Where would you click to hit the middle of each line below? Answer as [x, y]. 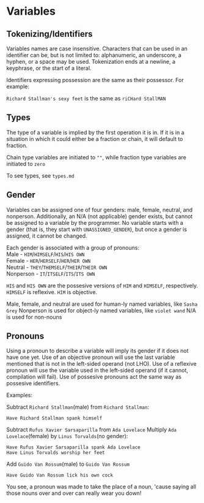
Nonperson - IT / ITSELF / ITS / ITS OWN [51, 273]
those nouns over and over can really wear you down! [74, 493]
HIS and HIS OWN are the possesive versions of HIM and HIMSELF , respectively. [102, 286]
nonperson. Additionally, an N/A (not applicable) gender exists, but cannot [100, 216]
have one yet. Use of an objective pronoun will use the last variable [91, 357]
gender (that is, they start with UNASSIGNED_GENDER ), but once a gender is [97, 229]
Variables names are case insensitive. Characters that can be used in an [97, 48]
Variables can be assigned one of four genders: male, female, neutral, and [100, 210]
